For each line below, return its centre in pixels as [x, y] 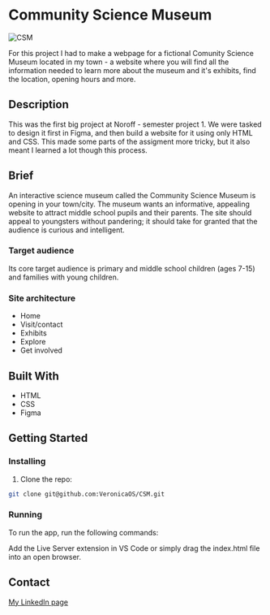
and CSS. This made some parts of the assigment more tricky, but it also [129, 141]
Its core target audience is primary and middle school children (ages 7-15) [132, 268]
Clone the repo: [46, 479]
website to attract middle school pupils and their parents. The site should [130, 212]
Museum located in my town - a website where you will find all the [119, 62]
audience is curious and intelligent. [67, 230]
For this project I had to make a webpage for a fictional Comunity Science [131, 53]
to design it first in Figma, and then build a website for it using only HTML [131, 132]
